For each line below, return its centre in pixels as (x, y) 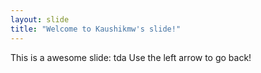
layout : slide (40, 19)
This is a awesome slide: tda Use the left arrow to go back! (131, 57)
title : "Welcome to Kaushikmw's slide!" (96, 29)
